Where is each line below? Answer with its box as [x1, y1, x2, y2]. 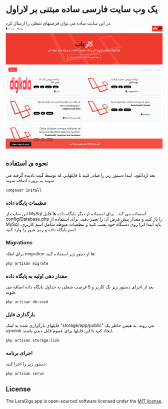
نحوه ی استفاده [5, 159, 48, 167]
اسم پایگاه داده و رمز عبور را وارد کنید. [5, 227, 77, 233]
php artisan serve [5, 371, 44, 376]
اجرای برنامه [5, 349, 33, 356]
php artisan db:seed [5, 299, 49, 304]
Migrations [5, 239, 33, 246]
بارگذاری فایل [5, 311, 35, 318]
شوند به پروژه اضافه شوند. [5, 177, 55, 183]
